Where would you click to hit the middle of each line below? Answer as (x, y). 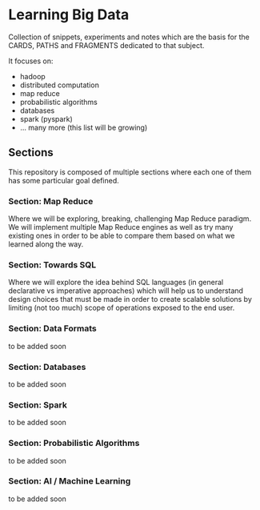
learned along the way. (46, 244)
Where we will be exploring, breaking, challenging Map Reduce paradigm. (130, 219)
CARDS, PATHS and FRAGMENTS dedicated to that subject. (106, 45)
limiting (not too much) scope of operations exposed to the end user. (122, 308)
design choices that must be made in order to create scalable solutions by (130, 299)
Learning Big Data (69, 15)
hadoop (32, 76)
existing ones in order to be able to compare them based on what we (122, 236)
